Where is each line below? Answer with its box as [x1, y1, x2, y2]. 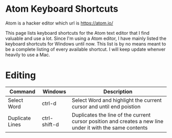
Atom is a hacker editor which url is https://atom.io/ [5, 20, 114, 26]
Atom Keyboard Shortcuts [5, 3, 119, 15]
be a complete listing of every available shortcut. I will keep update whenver [5, 46, 166, 52]
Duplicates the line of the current [71, 111, 151, 118]
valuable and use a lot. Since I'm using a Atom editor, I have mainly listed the [5, 35, 166, 41]
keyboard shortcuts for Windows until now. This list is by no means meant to [5, 40, 166, 47]
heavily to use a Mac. [5, 52, 50, 58]
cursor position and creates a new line [71, 118, 164, 125]
